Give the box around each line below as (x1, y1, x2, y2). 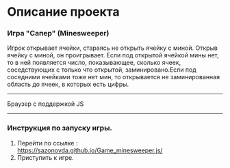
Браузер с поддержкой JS (7, 100, 84, 108)
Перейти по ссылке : (16, 139, 78, 147)
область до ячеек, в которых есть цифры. (7, 80, 129, 89)
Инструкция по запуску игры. (7, 124, 113, 133)
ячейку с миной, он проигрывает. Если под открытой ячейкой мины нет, (7, 51, 219, 59)
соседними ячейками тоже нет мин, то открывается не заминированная (7, 73, 220, 81)
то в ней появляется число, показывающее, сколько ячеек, (7, 59, 181, 67)
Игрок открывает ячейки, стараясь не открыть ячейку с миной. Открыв (7, 44, 218, 52)
